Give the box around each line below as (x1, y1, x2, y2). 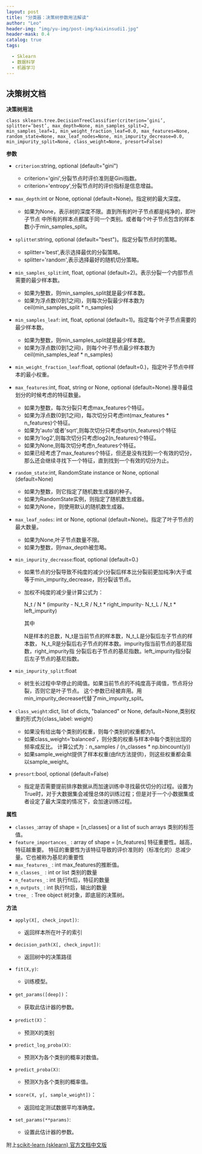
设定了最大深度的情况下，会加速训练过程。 (29, 798, 136, 805)
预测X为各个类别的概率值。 (24, 1079, 92, 1086)
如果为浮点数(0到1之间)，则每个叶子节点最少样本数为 (24, 344, 156, 351)
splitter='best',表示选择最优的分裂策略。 (24, 249, 124, 256)
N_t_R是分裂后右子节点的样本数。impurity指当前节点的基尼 (41, 640, 187, 647)
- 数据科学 (11, 59, 36, 65)
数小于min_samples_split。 (24, 223, 90, 230)
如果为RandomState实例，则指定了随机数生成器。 (24, 496, 148, 503)
